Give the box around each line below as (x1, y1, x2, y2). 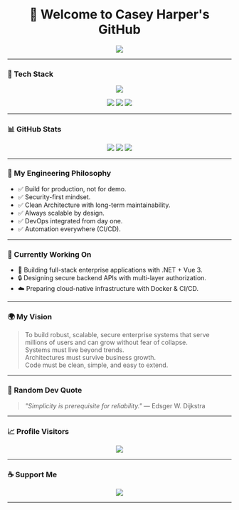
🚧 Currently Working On (7, 249, 92, 259)
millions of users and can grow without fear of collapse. (24, 338, 188, 347)
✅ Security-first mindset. (17, 192, 91, 201)
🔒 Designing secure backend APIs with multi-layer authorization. (17, 274, 206, 282)
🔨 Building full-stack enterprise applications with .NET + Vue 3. (17, 266, 203, 275)
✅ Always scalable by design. (17, 208, 105, 217)
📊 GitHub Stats (7, 124, 62, 134)
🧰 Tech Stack (7, 69, 54, 79)
